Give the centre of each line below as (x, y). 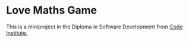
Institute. (17, 33)
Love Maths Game (52, 10)
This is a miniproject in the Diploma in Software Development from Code (94, 27)
